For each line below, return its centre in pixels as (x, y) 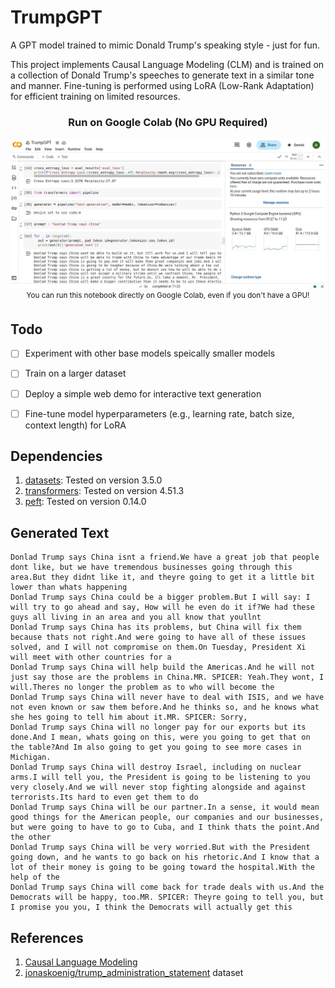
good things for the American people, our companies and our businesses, (167, 817)
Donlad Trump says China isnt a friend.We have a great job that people (165, 557)
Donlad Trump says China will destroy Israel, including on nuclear (156, 767)
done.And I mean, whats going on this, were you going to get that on (160, 737)
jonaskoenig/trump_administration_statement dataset (134, 973)
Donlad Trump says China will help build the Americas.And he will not (162, 667)
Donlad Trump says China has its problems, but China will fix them (156, 627)
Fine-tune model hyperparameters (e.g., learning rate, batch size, (159, 413)
